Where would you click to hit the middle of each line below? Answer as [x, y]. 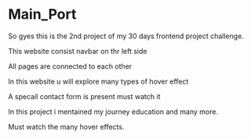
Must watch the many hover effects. [66, 127]
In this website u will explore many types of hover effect [98, 81]
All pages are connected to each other [70, 66]
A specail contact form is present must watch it [84, 96]
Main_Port [42, 14]
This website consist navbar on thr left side [78, 51]
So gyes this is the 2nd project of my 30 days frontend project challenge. [126, 36]
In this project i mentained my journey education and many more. [113, 112]
